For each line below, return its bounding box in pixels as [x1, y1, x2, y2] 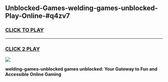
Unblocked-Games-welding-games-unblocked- [5, 4, 158, 12]
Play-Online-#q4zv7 [5, 12, 70, 20]
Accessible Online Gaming [5, 71, 61, 77]
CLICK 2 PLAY [5, 45, 40, 52]
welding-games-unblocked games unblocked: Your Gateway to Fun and [5, 66, 157, 72]
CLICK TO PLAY [5, 27, 44, 34]
